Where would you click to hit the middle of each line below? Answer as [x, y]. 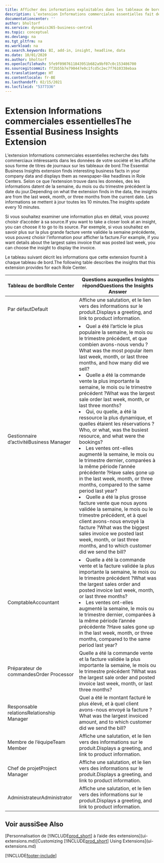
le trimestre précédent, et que [113, 339]
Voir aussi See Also [34, 824]
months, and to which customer [115, 546]
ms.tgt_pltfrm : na [24, 41]
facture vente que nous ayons [113, 503]
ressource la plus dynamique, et [115, 418]
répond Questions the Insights [118, 286]
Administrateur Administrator [40, 798]
